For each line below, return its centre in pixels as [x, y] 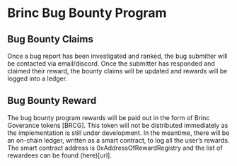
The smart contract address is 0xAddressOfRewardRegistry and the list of [115, 148]
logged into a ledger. [37, 78]
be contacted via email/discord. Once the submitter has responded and [111, 64]
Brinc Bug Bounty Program [87, 13]
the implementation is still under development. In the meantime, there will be [118, 133]
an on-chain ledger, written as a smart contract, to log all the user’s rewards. [118, 140]
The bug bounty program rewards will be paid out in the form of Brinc [109, 117]
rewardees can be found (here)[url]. [59, 155]
